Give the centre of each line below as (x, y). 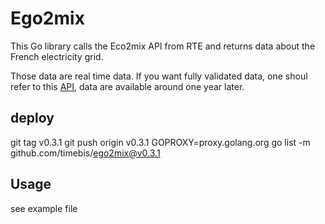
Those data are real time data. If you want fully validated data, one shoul (159, 76)
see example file (44, 208)
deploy (32, 118)
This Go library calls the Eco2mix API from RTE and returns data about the (163, 46)
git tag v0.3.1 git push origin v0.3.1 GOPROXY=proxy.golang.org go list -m (160, 142)
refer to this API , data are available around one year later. (127, 86)
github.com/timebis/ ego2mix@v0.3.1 (85, 153)
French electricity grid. (57, 56)
